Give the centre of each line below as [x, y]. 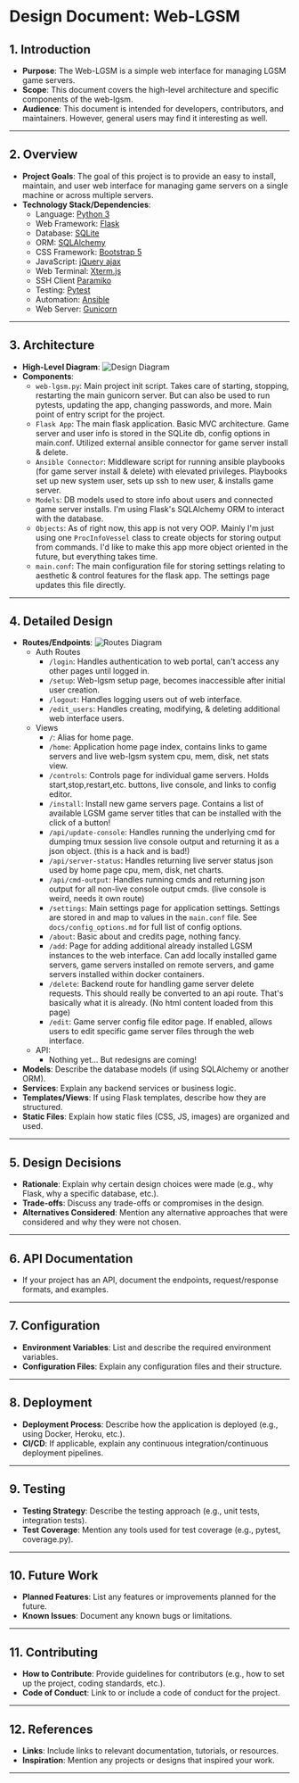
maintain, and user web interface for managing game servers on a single [155, 186]
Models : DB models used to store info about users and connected [154, 499]
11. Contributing [53, 1652]
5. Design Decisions [65, 1162]
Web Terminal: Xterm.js [78, 270]
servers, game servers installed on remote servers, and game [161, 965]
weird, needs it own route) [97, 899]
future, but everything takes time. [97, 556]
